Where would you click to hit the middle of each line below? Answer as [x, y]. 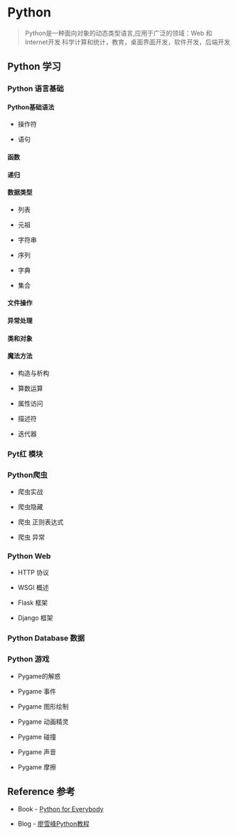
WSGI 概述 [33, 588]
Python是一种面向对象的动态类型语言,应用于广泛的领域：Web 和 [118, 33]
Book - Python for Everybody [60, 809]
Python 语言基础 [36, 88]
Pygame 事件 [37, 691]
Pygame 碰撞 [37, 737]
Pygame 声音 [37, 752]
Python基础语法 [31, 107]
